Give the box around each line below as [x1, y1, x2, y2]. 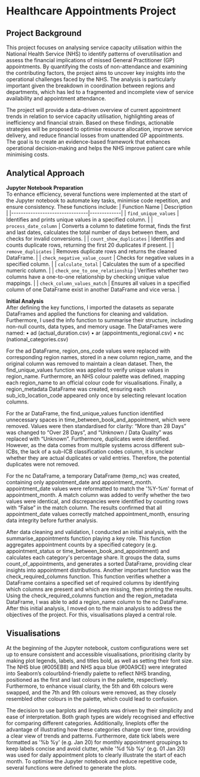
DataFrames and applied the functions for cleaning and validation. [6, 310, 168, 317]
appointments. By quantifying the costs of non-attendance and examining [6, 63, 187, 70]
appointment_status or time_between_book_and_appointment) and [6, 547, 170, 554]
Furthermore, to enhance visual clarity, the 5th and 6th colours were [6, 682, 174, 690]
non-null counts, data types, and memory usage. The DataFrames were [6, 323, 182, 330]
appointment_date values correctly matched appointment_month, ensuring [6, 510, 190, 517]
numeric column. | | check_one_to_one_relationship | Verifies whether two [6, 266, 189, 274]
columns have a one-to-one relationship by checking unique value [6, 273, 170, 280]
